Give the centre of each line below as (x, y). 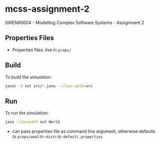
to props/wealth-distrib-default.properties (57, 137)
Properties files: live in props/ (42, 49)
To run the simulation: (27, 113)
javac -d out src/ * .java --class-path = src (49, 86)
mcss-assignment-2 (47, 9)
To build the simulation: (29, 77)
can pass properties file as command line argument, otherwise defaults (84, 131)
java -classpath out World (32, 122)
